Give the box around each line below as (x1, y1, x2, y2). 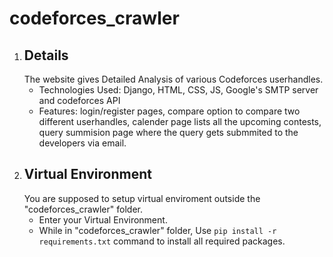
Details (23, 47, 69, 64)
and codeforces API (38, 95, 121, 106)
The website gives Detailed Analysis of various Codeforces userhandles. (23, 73, 324, 85)
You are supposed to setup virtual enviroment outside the (23, 192, 261, 204)
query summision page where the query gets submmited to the (38, 127, 299, 138)
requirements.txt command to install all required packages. (38, 235, 286, 247)
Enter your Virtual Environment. (38, 213, 168, 226)
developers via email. (38, 137, 127, 149)
